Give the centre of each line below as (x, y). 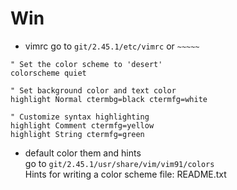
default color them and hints (83, 153)
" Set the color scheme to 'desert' (86, 64)
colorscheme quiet (48, 73)
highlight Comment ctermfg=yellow (82, 125)
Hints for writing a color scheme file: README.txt (125, 174)
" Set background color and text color (93, 90)
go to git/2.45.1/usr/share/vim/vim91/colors (119, 163)
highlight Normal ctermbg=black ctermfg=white (109, 99)
